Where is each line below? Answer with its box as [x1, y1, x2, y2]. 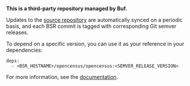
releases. [6, 29, 28, 36]
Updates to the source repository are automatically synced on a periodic [6, 16, 183, 23]
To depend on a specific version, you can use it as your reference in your [6, 41, 185, 47]
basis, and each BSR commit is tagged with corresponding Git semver [6, 23, 176, 29]
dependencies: [6, 47, 43, 54]
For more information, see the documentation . [6, 74, 118, 80]
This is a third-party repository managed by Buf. [6, 5, 127, 12]
